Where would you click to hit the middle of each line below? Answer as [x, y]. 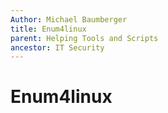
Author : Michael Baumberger [69, 19]
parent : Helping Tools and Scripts [84, 38]
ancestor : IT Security [57, 47]
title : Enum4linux [48, 29]
